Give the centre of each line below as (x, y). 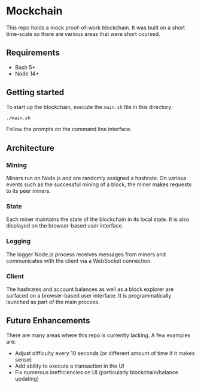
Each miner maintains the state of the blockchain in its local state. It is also (98, 219)
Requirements (33, 53)
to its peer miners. (28, 191)
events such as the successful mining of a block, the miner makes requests (99, 184)
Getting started (35, 93)
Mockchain (34, 11)
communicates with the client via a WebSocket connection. (79, 260)
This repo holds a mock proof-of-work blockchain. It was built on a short (96, 28)
